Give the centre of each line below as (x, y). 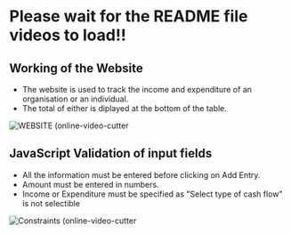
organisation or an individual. (75, 99)
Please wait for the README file (129, 16)
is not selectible (51, 203)
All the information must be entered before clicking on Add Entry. (141, 174)
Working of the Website (77, 68)
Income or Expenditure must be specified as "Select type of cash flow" (152, 194)
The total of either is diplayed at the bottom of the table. (124, 108)
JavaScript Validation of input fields (111, 153)
